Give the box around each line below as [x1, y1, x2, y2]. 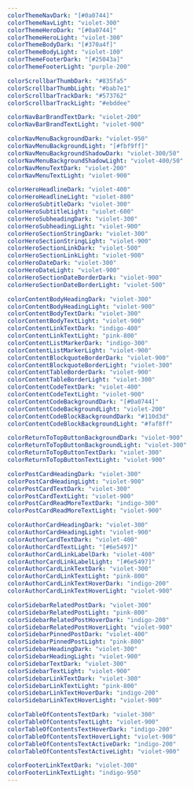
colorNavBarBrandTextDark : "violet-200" [7, 114, 142, 121]
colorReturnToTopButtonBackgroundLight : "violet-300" [7, 441, 188, 449]
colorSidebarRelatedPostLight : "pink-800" [7, 608, 148, 616]
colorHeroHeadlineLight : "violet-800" [7, 193, 134, 201]
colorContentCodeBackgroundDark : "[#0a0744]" [7, 397, 159, 406]
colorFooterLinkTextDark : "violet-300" [7, 761, 138, 769]
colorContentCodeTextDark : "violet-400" [7, 383, 142, 391]
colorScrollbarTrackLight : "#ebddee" [7, 99, 131, 107]
